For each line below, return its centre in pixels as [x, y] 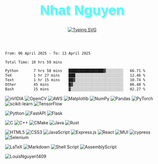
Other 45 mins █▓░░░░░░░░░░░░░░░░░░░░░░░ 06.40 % [75, 85]
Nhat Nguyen [82, 10]
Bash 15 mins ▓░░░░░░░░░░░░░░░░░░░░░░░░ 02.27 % [75, 89]
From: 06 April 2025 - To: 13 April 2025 [48, 53]
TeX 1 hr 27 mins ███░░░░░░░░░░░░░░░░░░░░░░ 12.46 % [75, 75]
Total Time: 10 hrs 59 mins [34, 62]
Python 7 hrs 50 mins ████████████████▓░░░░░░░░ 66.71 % [75, 71]
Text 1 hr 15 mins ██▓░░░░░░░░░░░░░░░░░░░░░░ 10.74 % [75, 80]
